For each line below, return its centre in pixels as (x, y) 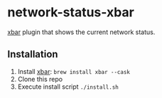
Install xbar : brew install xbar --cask (74, 71)
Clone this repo (40, 79)
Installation (33, 54)
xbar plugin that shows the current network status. (81, 32)
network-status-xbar (71, 12)
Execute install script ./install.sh (68, 87)
